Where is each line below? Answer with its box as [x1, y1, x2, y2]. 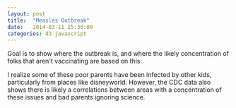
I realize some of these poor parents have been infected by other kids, [7, 71, 212, 79]
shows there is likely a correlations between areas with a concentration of [7, 85, 223, 94]
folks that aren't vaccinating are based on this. [7, 57, 143, 66]
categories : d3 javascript [7, 30, 87, 37]
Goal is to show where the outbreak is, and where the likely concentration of [7, 49, 230, 58]
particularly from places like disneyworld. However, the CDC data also [7, 78, 211, 87]
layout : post [7, 10, 46, 18]
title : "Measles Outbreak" [7, 17, 90, 24]
